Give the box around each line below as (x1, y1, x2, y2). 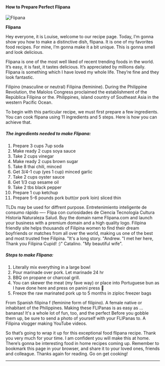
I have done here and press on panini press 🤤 (12, 285, 104, 291)
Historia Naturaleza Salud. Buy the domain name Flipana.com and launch (5, 215, 153, 221)
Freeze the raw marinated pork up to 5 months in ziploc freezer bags (12, 290, 151, 296)
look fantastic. (5, 74, 34, 80)
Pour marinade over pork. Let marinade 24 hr (12, 270, 104, 275)
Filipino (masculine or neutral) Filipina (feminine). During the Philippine (5, 84, 147, 90)
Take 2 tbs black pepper (12, 184, 62, 190)
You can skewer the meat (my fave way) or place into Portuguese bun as (12, 280, 160, 286)
